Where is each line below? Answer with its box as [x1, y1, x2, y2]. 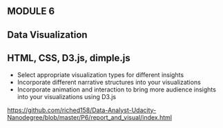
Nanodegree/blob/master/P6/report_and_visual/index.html [7, 113, 173, 121]
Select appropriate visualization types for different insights [17, 70, 184, 78]
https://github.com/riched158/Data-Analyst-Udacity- [7, 106, 157, 114]
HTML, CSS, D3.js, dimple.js [7, 52, 130, 64]
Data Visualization [7, 29, 88, 41]
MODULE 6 [7, 6, 55, 17]
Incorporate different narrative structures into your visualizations [17, 78, 202, 86]
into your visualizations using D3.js [17, 92, 116, 100]
